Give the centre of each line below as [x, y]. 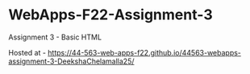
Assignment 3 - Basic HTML [55, 37]
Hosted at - [27, 52]
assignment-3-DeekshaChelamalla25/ [71, 61]
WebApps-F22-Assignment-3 [111, 15]
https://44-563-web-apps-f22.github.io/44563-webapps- [145, 52]
